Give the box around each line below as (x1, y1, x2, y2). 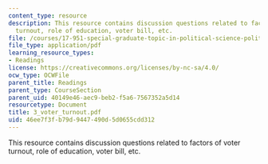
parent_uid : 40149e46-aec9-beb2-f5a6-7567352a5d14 (8, 94, 180, 102)
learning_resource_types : (8, 49, 94, 57)
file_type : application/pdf (8, 42, 102, 50)
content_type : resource (8, 11, 88, 20)
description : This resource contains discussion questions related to (8, 19, 248, 27)
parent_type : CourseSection (8, 86, 102, 94)
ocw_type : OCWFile (8, 71, 69, 79)
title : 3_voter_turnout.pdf (8, 109, 102, 117)
